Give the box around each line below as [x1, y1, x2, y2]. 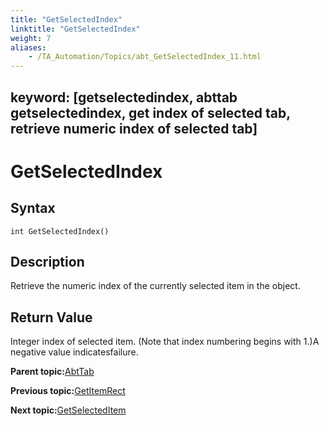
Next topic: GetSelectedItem [10, 404, 127, 416]
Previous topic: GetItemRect [10, 385, 126, 397]
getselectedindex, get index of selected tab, [10, 104, 291, 121]
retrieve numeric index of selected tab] [10, 120, 258, 137]
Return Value [10, 309, 93, 326]
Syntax [10, 200, 56, 217]
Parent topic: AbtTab [10, 366, 95, 378]
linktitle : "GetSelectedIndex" [10, 24, 141, 34]
